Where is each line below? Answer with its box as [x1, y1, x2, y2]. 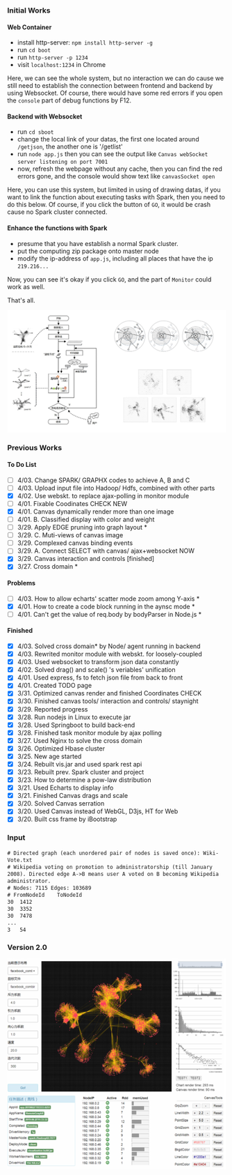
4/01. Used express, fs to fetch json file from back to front [17, 673, 183, 682]
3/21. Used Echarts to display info [17, 783, 114, 792]
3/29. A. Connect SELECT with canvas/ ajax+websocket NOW [17, 546, 194, 555]
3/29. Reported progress [17, 705, 88, 713]
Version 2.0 [7, 942, 47, 952]
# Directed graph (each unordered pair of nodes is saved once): [7, 850, 200, 857]
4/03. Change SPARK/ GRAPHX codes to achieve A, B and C [17, 476, 190, 484]
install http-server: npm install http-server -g [17, 38, 153, 47]
